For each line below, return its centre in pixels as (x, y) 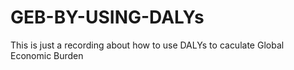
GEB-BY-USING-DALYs (107, 17)
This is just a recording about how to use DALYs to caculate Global (147, 45)
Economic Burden (47, 55)
